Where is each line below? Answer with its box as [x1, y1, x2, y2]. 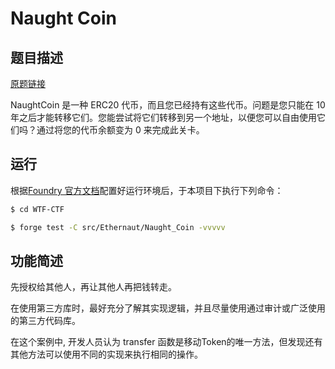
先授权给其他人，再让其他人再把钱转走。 [10, 281, 177, 293]
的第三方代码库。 [10, 315, 81, 327]
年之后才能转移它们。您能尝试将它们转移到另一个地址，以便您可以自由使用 [10, 112, 317, 123]
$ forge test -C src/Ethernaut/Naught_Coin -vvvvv [10, 222, 226, 232]
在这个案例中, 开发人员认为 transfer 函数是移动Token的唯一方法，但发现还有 [10, 336, 323, 348]
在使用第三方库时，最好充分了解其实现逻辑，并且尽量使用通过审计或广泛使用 [10, 302, 326, 314]
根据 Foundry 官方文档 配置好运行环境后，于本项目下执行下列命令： [10, 184, 284, 196]
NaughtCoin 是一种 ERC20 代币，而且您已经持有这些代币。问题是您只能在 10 [10, 99, 326, 111]
